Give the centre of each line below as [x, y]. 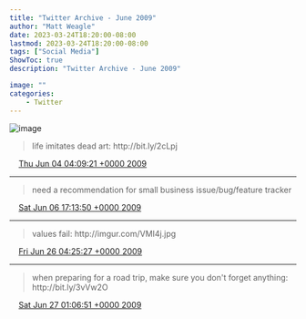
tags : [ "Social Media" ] [55, 52]
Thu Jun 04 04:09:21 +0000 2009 [82, 163]
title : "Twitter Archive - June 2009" [83, 18]
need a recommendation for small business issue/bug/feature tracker [162, 190]
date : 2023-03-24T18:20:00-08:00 [73, 35]
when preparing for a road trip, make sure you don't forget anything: [160, 277]
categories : [32, 93]
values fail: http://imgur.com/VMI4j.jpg [104, 233]
